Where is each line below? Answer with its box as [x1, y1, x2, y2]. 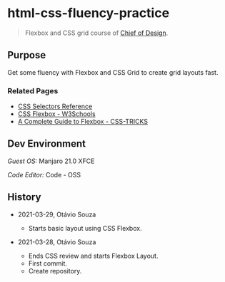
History [7, 191, 41, 204]
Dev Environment [7, 137, 86, 150]
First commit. [28, 258, 68, 268]
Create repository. [28, 266, 82, 275]
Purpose [7, 49, 46, 61]
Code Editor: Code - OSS [7, 170, 81, 179]
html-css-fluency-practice [7, 5, 170, 21]
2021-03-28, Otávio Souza [17, 237, 96, 246]
